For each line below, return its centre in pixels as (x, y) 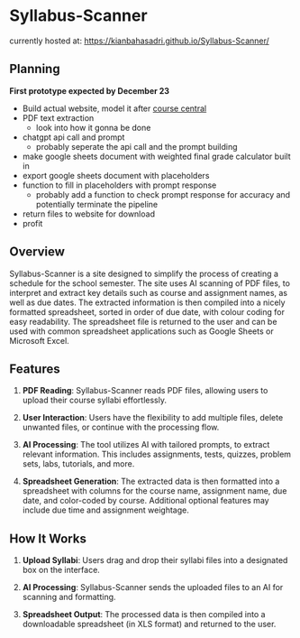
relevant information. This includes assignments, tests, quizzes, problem (156, 454)
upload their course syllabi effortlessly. (94, 400)
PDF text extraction (58, 117)
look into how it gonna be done (93, 127)
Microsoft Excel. (39, 340)
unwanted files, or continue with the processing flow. (121, 427)
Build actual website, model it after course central (114, 108)
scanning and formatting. (69, 597)
